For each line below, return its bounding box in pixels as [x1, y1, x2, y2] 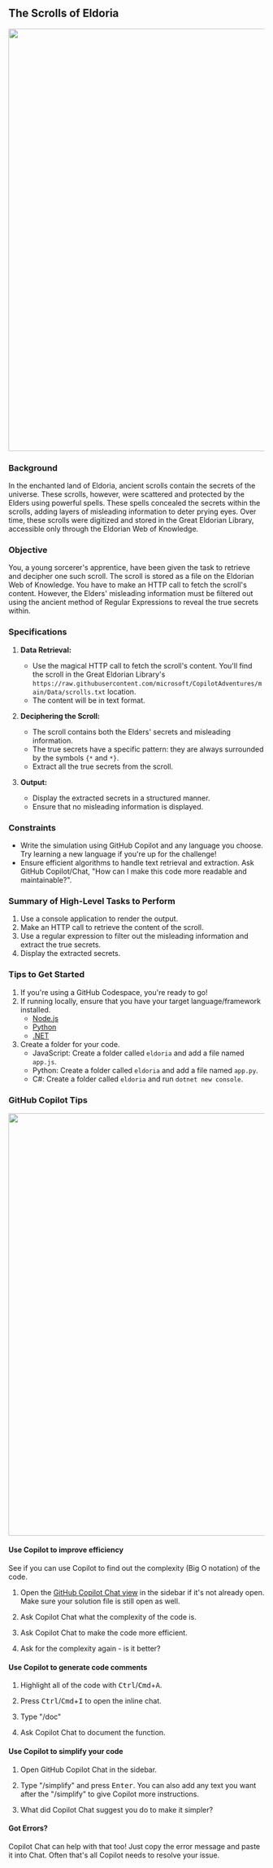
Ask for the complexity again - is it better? [19, 1644, 161, 1654]
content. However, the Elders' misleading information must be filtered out [8, 589, 253, 599]
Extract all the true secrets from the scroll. [32, 761, 173, 771]
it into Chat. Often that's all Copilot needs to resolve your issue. [8, 1850, 220, 1860]
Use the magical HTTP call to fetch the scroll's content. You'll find [32, 660, 253, 670]
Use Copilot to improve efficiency [8, 1545, 124, 1554]
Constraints [8, 822, 57, 833]
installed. [19, 1005, 51, 1015]
